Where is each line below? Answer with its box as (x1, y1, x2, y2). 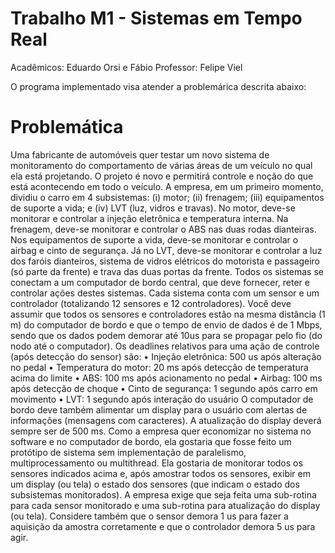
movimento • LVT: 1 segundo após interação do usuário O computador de (10, 393, 314, 405)
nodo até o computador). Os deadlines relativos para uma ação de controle (10, 340, 320, 352)
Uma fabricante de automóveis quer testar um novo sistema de (10, 148, 270, 161)
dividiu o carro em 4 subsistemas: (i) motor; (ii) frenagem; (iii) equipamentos (10, 191, 325, 203)
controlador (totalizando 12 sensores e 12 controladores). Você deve (10, 297, 292, 309)
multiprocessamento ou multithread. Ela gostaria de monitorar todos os (10, 457, 303, 469)
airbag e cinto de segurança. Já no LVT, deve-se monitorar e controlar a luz (10, 244, 323, 256)
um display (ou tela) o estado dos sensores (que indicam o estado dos (10, 478, 300, 490)
